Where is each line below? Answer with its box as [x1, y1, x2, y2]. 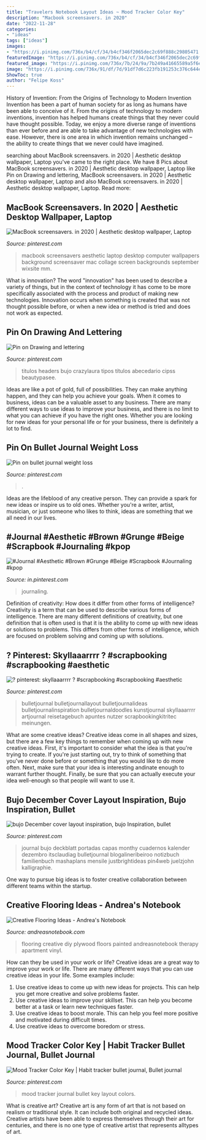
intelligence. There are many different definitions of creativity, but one [6, 613, 183, 620]
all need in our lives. [6, 514, 57, 522]
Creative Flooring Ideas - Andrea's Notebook [6, 900, 181, 911]
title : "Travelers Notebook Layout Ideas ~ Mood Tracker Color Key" [6, 9, 185, 15]
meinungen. [21, 719, 52, 727]
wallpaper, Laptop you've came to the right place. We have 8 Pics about [6, 158, 188, 166]
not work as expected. [6, 309, 63, 317]
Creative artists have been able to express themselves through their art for [6, 1115, 194, 1122]
